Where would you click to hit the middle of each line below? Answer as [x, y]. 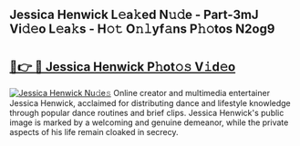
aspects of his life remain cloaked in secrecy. [94, 132]
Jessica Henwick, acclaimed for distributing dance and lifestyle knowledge [150, 103]
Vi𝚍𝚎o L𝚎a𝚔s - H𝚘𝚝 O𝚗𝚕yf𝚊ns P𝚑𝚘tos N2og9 [142, 29]
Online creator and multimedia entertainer [192, 93]
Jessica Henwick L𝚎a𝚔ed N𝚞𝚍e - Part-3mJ [134, 15]
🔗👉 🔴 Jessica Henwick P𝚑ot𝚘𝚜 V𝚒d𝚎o [123, 67]
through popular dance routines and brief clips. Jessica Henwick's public [147, 113]
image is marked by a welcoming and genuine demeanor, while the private [149, 122]
